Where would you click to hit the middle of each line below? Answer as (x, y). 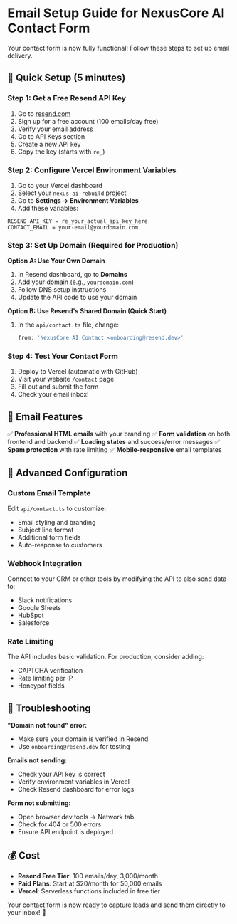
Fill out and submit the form (58, 387)
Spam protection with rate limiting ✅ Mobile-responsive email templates (115, 450)
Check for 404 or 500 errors (59, 824)
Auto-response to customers (60, 545)
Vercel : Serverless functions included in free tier (89, 891)
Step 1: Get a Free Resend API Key (67, 98)
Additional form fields (49, 537)
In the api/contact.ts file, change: (68, 325)
